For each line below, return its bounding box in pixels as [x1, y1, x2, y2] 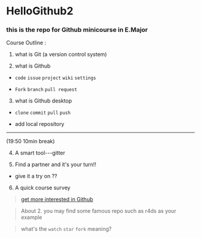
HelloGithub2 [6, 4, 74, 18]
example [20, 214, 42, 221]
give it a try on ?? [14, 173, 57, 180]
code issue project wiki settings [14, 75, 97, 82]
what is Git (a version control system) [14, 51, 107, 58]
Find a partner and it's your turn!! [14, 161, 97, 168]
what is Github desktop [14, 97, 72, 104]
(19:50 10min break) [6, 138, 55, 145]
